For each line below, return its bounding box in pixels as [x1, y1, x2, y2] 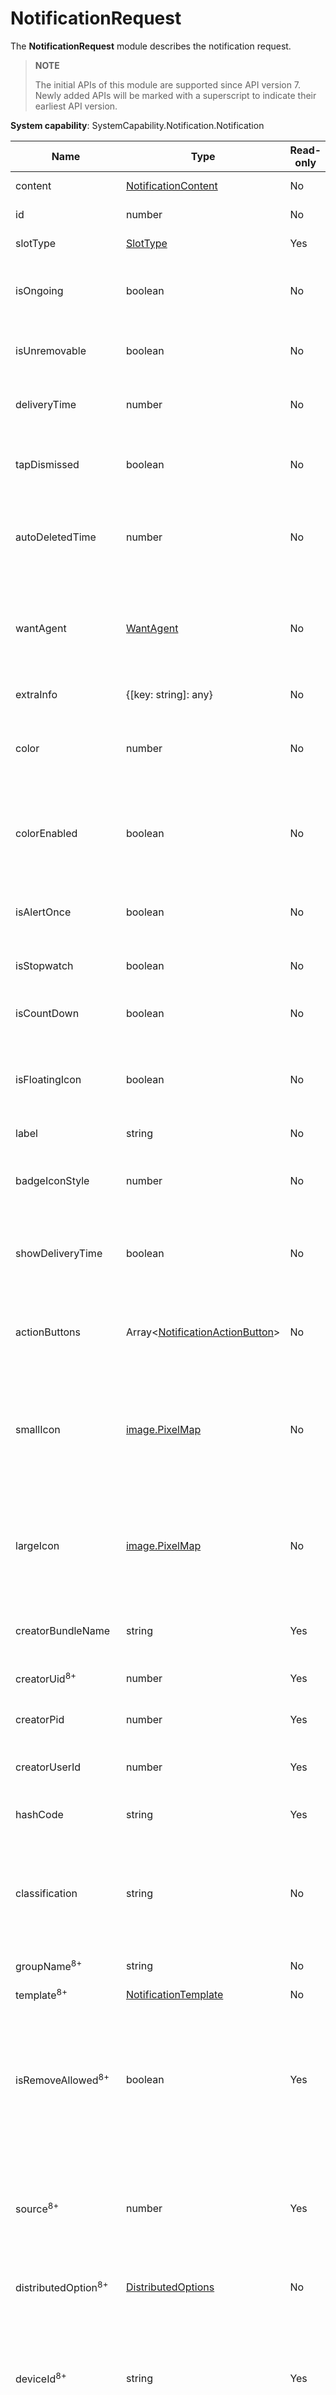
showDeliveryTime [15, 1246, 103, 1260]
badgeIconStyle [15, 1173, 90, 1187]
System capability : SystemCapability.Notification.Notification [10, 119, 265, 131]
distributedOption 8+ [15, 2279, 109, 2295]
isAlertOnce [15, 905, 72, 919]
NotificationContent [125, 178, 218, 192]
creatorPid [15, 1712, 65, 1726]
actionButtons [15, 1325, 82, 1339]
